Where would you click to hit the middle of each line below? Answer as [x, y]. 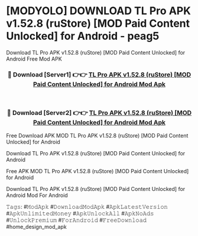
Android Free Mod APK [34, 59]
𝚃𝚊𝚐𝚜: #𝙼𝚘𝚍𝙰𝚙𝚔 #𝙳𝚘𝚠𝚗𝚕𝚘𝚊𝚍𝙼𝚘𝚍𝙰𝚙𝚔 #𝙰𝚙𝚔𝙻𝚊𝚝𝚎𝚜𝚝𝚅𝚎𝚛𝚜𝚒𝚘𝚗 [87, 206]
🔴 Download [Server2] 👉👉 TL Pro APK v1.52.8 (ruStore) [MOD [99, 113]
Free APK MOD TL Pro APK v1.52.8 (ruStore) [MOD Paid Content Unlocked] [98, 171]
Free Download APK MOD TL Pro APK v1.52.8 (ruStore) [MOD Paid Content [97, 135]
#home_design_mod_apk [36, 227]
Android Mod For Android [37, 195]
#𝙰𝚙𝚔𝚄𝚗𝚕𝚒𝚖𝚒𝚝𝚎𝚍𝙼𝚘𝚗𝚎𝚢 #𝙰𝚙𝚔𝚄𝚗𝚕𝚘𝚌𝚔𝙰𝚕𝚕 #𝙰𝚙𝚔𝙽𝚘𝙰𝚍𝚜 [80, 213]
